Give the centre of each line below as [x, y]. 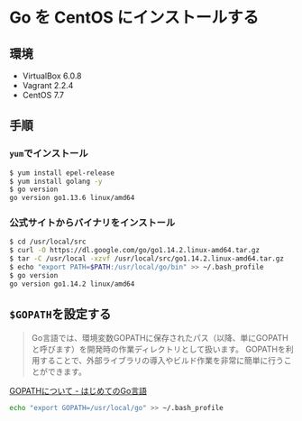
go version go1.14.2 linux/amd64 [72, 284]
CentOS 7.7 [43, 95]
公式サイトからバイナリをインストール [92, 223]
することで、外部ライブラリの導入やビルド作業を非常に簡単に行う [161, 360]
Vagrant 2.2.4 [48, 85]
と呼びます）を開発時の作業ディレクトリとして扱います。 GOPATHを [158, 349]
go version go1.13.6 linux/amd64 [72, 198]
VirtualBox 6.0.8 [52, 76]
